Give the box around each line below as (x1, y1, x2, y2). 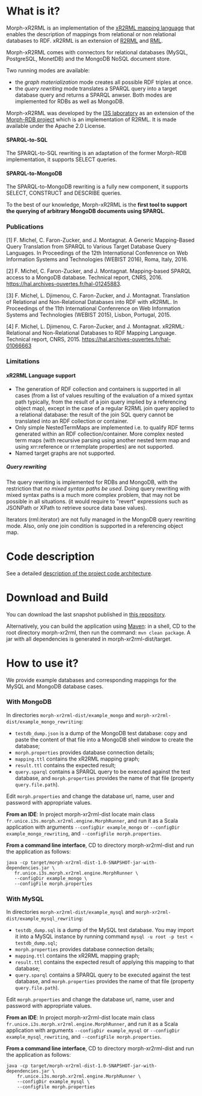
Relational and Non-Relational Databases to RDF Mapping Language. (6, 329, 176, 336)
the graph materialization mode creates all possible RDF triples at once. (14, 78, 193, 86)
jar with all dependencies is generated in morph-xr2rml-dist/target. (6, 635, 173, 642)
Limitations (6, 357, 40, 366)
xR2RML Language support (6, 372, 76, 379)
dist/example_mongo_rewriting (6, 719, 82, 725)
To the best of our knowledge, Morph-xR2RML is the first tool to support (6, 201, 188, 209)
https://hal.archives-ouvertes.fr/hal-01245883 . (6, 280, 122, 287)
